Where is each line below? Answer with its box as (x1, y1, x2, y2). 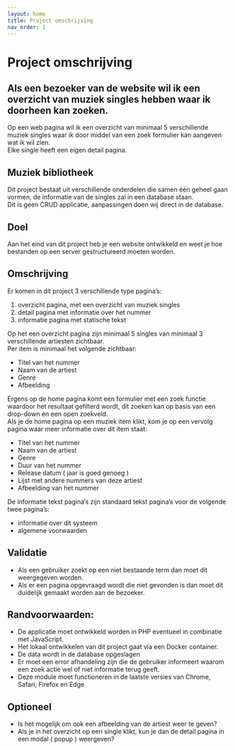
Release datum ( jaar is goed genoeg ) (17, 468, 130, 477)
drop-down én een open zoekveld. (7, 409, 108, 418)
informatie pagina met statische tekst (17, 315, 126, 324)
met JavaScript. (17, 635, 64, 644)
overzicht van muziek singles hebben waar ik (7, 93, 211, 105)
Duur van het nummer (17, 461, 82, 469)
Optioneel (7, 700, 52, 713)
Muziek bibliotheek (7, 166, 94, 178)
